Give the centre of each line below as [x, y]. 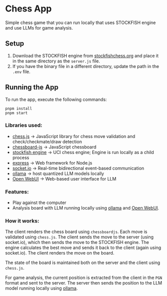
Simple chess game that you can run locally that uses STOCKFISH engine [81, 22]
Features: [17, 191]
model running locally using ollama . [42, 288]
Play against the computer [39, 202]
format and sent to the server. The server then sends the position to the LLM [84, 283]
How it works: [22, 221]
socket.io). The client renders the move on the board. [60, 253]
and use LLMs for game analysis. [39, 27]
